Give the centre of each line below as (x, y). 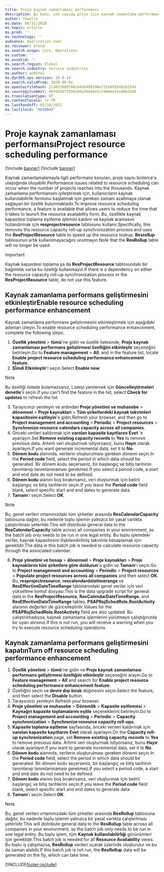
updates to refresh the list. (32, 397)
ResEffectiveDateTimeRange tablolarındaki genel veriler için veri (77, 586)
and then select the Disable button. (48, 696)
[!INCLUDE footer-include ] (31, 865)
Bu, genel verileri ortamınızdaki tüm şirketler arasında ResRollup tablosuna (80, 814)
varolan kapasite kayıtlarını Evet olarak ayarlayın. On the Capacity (79, 732)
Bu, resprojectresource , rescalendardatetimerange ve (68, 581)
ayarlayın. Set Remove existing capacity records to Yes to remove (79, 438)
